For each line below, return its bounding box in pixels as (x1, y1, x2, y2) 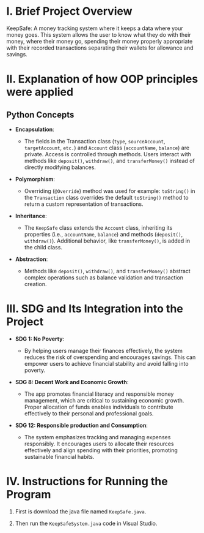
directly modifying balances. (24, 164, 97, 171)
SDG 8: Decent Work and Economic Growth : (15, 378, 129, 385)
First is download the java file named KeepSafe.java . (15, 507, 147, 515)
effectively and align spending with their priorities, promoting (24, 446, 178, 454)
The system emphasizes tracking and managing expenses (24, 433, 171, 440)
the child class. (24, 243, 63, 251)
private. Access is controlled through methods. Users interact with (24, 150, 191, 157)
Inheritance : (15, 212, 47, 219)
